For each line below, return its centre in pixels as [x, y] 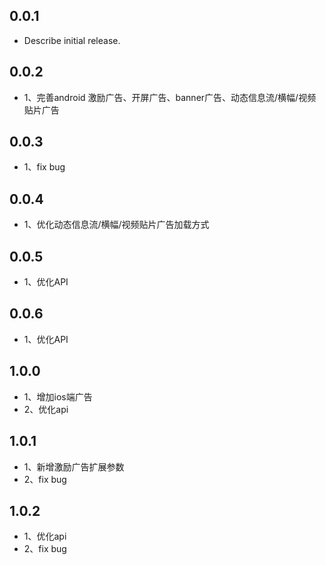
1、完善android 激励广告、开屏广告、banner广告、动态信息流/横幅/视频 [170, 97]
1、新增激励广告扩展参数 [74, 466]
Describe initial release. [72, 40]
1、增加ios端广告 [58, 396]
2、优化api [46, 409]
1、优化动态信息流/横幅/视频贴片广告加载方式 [116, 225]
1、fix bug [44, 167]
